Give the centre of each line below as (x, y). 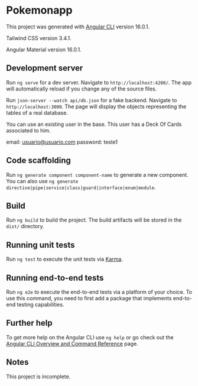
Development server (45, 68)
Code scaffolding (38, 160)
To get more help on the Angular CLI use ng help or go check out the (90, 337)
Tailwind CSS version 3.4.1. (39, 38)
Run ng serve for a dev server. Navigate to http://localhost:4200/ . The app (99, 82)
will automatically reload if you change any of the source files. (82, 89)
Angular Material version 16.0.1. (44, 49)
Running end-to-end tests (55, 278)
